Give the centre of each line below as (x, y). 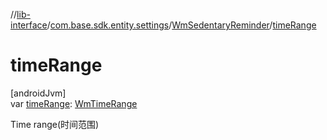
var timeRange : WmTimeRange (74, 103)
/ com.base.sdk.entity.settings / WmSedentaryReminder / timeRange (181, 25)
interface (29, 25)
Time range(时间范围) (55, 124)
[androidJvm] (38, 93)
